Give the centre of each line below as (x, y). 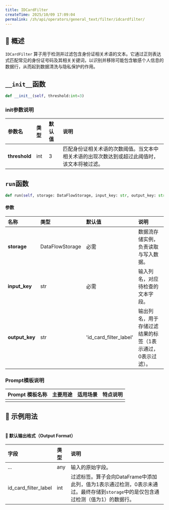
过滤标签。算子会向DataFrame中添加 (114, 477)
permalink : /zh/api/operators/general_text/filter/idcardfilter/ (75, 19)
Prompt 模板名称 (28, 395)
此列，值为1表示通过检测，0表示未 (112, 484)
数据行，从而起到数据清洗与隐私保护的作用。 (52, 67)
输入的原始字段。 (91, 468)
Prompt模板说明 (25, 380)
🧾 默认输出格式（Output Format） (40, 435)
